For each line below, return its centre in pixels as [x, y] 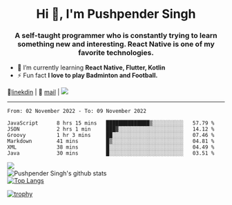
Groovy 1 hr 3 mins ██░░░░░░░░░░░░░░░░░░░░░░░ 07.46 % [111, 136]
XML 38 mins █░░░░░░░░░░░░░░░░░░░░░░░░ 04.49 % [111, 147]
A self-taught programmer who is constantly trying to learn [116, 36]
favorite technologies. [116, 53]
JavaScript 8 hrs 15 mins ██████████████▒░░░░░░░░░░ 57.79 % [111, 123]
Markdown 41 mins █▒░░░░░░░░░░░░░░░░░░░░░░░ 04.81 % [111, 141]
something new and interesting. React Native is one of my [116, 44]
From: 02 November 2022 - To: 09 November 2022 [77, 111]
